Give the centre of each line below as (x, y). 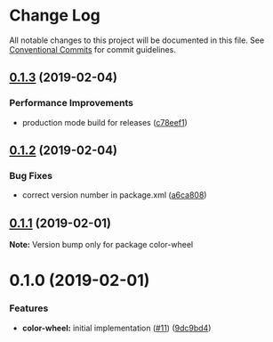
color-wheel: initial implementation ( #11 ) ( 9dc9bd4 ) (116, 328)
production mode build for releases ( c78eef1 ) (105, 122)
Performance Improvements (72, 103)
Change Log (55, 16)
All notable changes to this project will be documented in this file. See (137, 40)
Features (29, 308)
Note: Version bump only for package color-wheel (101, 245)
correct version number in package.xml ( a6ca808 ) (114, 195)
